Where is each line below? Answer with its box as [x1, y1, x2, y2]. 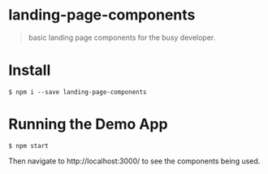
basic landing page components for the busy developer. [28, 33, 216, 42]
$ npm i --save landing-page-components [8, 88, 148, 96]
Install [8, 61, 51, 80]
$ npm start [8, 141, 49, 150]
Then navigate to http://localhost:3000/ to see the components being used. [8, 156, 261, 166]
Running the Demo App [8, 115, 168, 133]
